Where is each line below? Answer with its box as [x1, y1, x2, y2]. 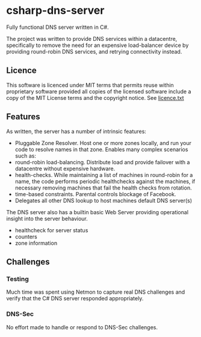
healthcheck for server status [14, 226, 88, 233]
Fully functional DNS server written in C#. [6, 23, 110, 31]
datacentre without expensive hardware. [14, 165, 116, 172]
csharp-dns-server [6, 4, 105, 17]
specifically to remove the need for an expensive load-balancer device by [6, 42, 189, 49]
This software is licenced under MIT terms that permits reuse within [6, 81, 175, 88]
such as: [14, 152, 36, 159]
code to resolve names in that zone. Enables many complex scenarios [14, 146, 188, 153]
